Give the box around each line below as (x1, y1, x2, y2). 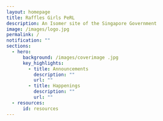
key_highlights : (22, 60, 64, 66)
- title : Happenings (28, 83, 81, 89)
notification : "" (6, 37, 51, 43)
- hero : (12, 49, 32, 55)
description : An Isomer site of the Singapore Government (6, 20, 157, 26)
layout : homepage (6, 9, 51, 15)
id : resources (22, 105, 59, 112)
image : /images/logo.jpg (6, 26, 70, 32)
